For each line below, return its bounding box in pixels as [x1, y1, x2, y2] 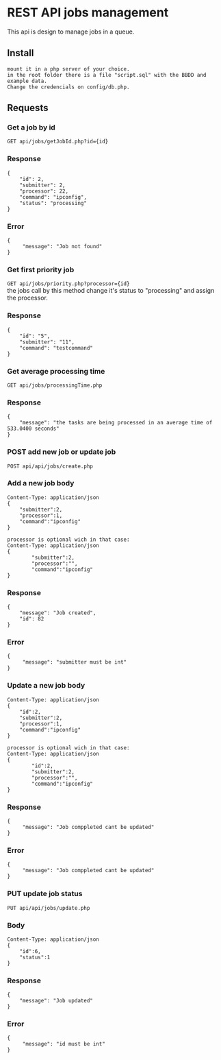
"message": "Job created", [19, 610, 96, 616]
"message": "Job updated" [19, 998, 94, 1004]
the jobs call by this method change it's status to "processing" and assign [7, 287, 215, 295]
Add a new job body [7, 479, 75, 488]
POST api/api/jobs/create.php [7, 463, 94, 470]
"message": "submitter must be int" [22, 659, 127, 666]
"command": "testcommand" [19, 344, 94, 351]
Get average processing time [7, 366, 105, 376]
